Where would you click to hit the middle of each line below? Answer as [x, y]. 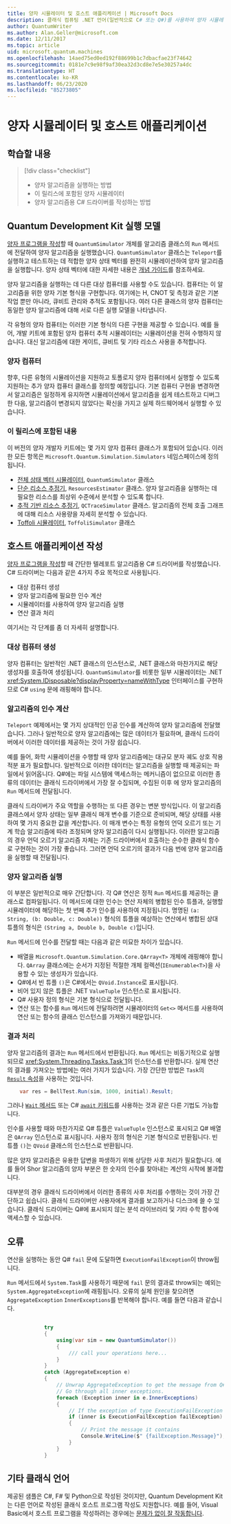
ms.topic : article [33, 45]
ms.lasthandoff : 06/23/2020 [47, 84]
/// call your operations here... [118, 1353]
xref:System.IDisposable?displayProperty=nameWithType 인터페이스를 [106, 681]
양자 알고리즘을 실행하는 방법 [73, 185]
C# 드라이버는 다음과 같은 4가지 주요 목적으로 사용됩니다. [84, 573]
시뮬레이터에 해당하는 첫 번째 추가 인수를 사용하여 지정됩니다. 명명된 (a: [103, 910]
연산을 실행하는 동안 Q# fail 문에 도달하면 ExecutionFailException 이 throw [111, 1259]
